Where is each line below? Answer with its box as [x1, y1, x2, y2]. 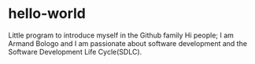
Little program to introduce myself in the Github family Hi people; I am [8, 30, 235, 40]
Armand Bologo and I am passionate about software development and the [8, 38, 248, 48]
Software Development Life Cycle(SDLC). [8, 47, 142, 56]
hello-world [8, 5, 87, 23]
